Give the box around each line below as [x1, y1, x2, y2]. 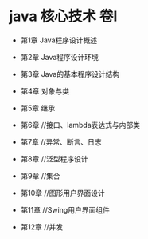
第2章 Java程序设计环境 [20, 52, 99, 62]
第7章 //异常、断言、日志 [20, 137, 102, 146]
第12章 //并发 [20, 221, 64, 232]
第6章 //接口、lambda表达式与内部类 [20, 120, 141, 129]
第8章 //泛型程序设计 [20, 153, 88, 164]
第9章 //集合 [20, 171, 60, 181]
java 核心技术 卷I [9, 7, 118, 26]
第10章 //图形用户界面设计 [20, 188, 106, 197]
